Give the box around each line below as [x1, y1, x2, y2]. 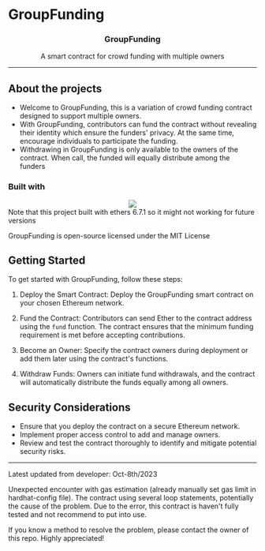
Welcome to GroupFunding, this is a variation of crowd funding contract [19, 103, 252, 112]
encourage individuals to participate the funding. [19, 137, 178, 146]
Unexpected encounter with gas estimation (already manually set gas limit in [8, 485, 256, 494]
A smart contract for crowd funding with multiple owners [40, 51, 225, 61]
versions [8, 216, 36, 225]
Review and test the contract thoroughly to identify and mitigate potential [19, 438, 257, 448]
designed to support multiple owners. [19, 111, 142, 121]
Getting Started [8, 253, 86, 267]
